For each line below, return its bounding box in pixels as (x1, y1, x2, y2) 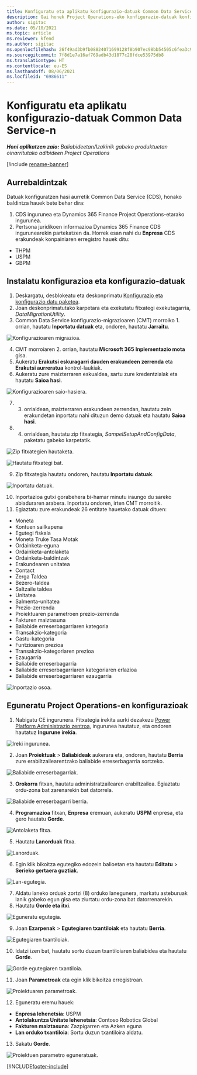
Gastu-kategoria (15, 635, 55, 642)
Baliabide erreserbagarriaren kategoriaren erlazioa (15, 666, 137, 673)
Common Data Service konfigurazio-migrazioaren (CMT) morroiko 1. (15, 316, 180, 323)
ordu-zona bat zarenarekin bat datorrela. (15, 786, 113, 793)
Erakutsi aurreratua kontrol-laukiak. (15, 364, 102, 371)
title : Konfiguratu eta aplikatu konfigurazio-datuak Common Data (6, 8, 172, 15)
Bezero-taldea (15, 579, 50, 586)
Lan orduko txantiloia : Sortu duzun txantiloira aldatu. (15, 1029, 143, 1036)
